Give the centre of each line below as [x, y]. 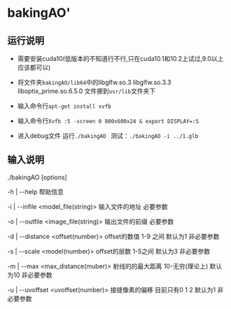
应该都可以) [34, 67]
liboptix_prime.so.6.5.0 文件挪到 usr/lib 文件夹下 [86, 91]
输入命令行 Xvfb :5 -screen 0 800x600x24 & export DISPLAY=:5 [108, 121]
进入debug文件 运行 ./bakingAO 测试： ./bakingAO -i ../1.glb [108, 136]
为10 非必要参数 [30, 275]
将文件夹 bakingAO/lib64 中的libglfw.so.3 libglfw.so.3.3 [94, 82]
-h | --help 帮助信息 [36, 191]
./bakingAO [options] [37, 177]
